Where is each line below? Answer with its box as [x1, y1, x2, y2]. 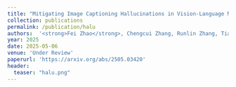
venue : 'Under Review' [7, 50, 74, 57]
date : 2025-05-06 [7, 43, 58, 50]
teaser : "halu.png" [13, 69, 71, 76]
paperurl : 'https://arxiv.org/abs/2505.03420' [7, 56, 146, 63]
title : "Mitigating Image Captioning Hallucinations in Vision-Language [7, 10, 225, 18]
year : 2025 [7, 36, 39, 43]
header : [7, 62, 30, 69]
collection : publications [7, 17, 83, 24]
